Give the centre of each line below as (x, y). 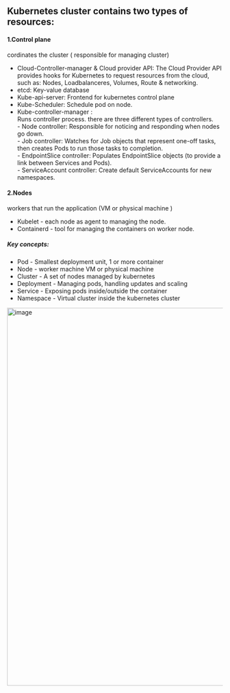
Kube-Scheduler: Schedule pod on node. (75, 104)
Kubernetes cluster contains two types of (98, 11)
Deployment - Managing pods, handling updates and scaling (102, 283)
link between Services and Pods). (64, 162)
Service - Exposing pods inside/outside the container (92, 291)
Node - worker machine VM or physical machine (85, 269)
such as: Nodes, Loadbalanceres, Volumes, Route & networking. (107, 82)
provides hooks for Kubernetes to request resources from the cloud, (113, 75)
